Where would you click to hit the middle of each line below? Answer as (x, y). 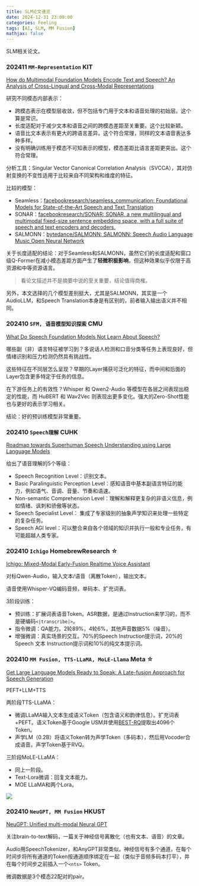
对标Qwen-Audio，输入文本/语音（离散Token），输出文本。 (78, 576)
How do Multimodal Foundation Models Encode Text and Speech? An (91, 80)
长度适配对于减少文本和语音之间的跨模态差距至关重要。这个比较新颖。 (100, 126)
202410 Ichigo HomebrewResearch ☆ (62, 551)
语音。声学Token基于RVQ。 (54, 744)
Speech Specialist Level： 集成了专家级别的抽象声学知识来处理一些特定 (102, 513)
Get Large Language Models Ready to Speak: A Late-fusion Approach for (96, 672)
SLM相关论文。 (25, 52)
